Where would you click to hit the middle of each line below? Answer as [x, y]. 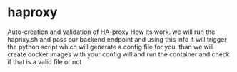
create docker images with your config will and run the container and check [118, 54]
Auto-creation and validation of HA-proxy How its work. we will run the [111, 32]
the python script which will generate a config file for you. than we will [111, 47]
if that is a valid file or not [45, 61]
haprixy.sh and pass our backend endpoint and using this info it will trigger [117, 39]
